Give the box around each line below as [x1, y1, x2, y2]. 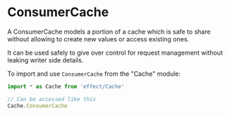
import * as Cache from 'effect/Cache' [7, 83, 125, 90]
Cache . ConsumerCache [7, 102, 68, 109]
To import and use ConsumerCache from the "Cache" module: [7, 69, 181, 78]
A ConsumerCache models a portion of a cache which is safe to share [7, 27, 211, 36]
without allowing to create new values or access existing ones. [7, 34, 189, 43]
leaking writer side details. [7, 55, 84, 64]
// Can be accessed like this [7, 95, 97, 102]
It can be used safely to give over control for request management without [7, 48, 224, 57]
